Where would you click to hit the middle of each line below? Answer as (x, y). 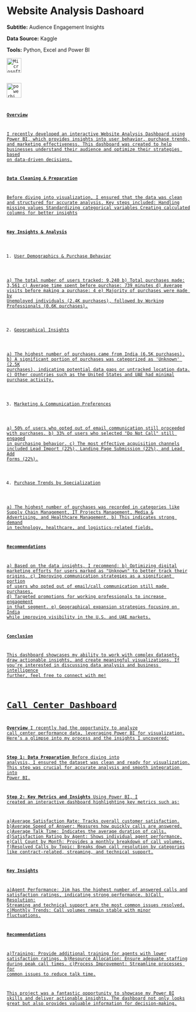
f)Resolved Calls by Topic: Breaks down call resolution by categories (96, 846)
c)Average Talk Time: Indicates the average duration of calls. (87, 831)
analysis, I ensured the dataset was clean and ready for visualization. (99, 763)
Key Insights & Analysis (37, 232)
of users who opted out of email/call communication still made (87, 586)
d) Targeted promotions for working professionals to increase (85, 596)
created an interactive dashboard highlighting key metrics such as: (93, 802)
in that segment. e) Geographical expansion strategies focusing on (92, 607)
